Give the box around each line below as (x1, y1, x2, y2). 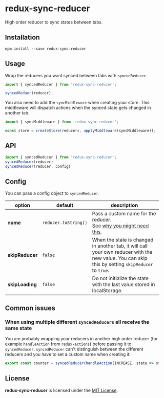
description (110, 202, 138, 209)
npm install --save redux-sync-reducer (5, 46, 86, 51)
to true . (92, 267, 110, 274)
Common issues (5, 304, 56, 312)
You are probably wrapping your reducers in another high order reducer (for (5, 336, 158, 341)
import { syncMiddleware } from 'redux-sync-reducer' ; (5, 119, 119, 125)
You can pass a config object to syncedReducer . (5, 190, 100, 196)
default (56, 202, 74, 209)
